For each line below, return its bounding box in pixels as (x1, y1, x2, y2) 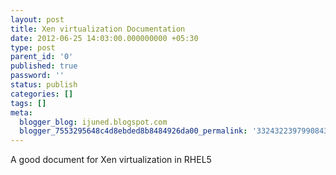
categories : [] (10, 89, 74, 99)
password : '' (10, 71, 65, 81)
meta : (10, 107, 33, 118)
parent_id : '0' (10, 52, 74, 62)
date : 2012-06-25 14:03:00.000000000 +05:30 (10, 33, 199, 43)
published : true (10, 61, 78, 71)
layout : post (10, 14, 65, 25)
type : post (10, 42, 56, 53)
